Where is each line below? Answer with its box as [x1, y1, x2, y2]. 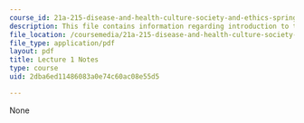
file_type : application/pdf [9, 38, 116, 48]
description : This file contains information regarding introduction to [9, 22, 290, 31]
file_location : [9, 30, 67, 39]
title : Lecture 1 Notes [9, 55, 100, 64]
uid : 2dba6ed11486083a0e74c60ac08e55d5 [9, 72, 160, 81]
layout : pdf [9, 47, 54, 56]
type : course [9, 64, 59, 73]
